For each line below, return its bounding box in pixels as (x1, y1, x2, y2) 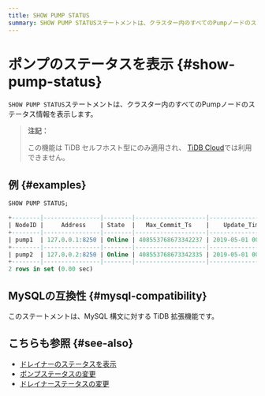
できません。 (27, 153, 69, 163)
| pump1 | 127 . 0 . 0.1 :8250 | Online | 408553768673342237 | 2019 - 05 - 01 (8, 236, 248, 244)
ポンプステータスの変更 (19, 368, 96, 379)
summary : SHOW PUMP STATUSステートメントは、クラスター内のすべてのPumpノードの (8, 19, 251, 27)
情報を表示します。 (35, 110, 98, 119)
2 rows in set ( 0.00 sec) (8, 265, 93, 273)
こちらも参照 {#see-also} (8, 337, 134, 350)
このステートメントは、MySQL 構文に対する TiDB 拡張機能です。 (8, 311, 219, 320)
